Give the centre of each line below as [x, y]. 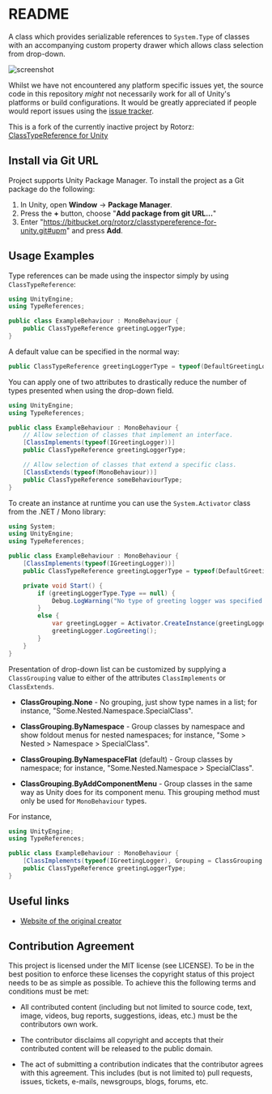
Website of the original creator [71, 921]
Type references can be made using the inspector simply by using [119, 276]
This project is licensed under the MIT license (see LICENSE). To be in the [132, 966]
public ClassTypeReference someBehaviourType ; [103, 480]
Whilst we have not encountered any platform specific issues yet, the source [136, 85]
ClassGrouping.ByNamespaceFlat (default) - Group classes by [126, 759]
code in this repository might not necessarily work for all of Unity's [119, 93]
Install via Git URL [53, 161]
